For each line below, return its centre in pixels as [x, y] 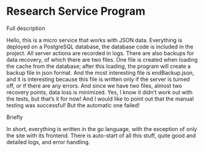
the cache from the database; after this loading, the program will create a [99, 66]
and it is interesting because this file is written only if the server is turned [98, 79]
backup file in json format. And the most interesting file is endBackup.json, [100, 72]
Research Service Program [76, 11]
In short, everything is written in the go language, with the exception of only [102, 129]
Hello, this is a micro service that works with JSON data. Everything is [94, 40]
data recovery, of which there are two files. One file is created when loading [102, 59]
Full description [26, 28]
